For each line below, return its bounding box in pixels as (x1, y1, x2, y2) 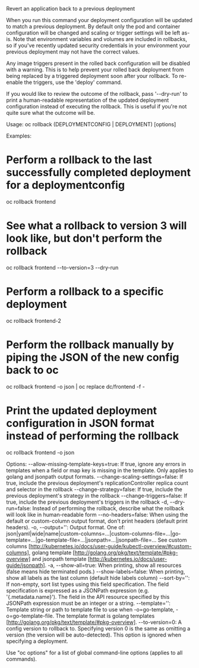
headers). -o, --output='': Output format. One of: (6, 523, 125, 530)
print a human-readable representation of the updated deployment (6, 96, 169, 104)
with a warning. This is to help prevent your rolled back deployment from (6, 66, 184, 73)
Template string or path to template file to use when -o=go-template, (6, 605, 175, 613)
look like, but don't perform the (6, 232, 162, 245)
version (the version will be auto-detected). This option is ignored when (6, 631, 181, 638)
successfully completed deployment (6, 166, 191, 179)
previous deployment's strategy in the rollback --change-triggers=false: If (6, 492, 188, 499)
